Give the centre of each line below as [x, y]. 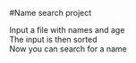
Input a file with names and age [67, 30]
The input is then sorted [53, 39]
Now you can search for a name [68, 49]
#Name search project [51, 13]
